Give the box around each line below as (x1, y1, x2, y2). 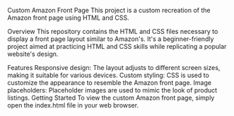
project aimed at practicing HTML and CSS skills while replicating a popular (7, 42, 227, 50)
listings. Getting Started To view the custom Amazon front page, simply (7, 93, 215, 102)
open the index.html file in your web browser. (7, 101, 139, 109)
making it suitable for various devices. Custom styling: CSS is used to (7, 71, 210, 79)
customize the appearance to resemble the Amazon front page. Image (7, 79, 212, 87)
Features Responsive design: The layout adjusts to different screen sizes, (7, 64, 221, 71)
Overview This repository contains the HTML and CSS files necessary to (7, 28, 218, 35)
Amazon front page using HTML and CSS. (7, 13, 129, 22)
